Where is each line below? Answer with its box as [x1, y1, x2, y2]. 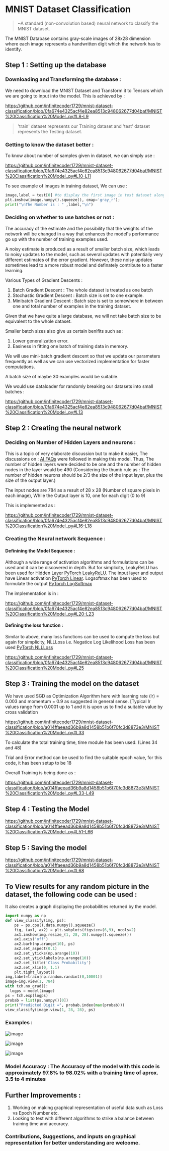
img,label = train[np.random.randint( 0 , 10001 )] [5, 974, 102, 979]
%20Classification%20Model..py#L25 [5, 665, 84, 671]
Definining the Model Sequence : [5, 548, 75, 554]
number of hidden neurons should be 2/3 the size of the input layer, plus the [5, 472, 163, 478]
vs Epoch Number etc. [12, 1110, 59, 1116]
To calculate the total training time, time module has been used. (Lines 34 [5, 739, 157, 745]
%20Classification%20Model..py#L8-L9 [5, 113, 89, 119]
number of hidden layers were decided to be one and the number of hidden [5, 461, 162, 467]
